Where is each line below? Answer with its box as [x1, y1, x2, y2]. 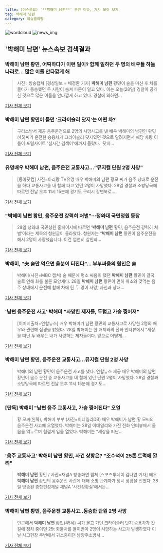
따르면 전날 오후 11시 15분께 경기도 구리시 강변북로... [17, 189, 116, 194]
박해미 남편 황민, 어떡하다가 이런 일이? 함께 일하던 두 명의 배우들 [5, 61, 145, 67]
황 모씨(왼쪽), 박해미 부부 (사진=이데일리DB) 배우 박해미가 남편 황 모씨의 [17, 416, 154, 423]
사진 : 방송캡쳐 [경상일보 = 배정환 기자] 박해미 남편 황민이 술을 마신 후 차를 [17, 80, 158, 86]
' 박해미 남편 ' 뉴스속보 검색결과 [5, 45, 91, 53]
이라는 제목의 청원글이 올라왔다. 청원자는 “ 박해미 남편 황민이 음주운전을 [22, 230, 157, 236]
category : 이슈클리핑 [5, 16, 44, 21]
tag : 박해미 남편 [5, 12, 35, 17]
